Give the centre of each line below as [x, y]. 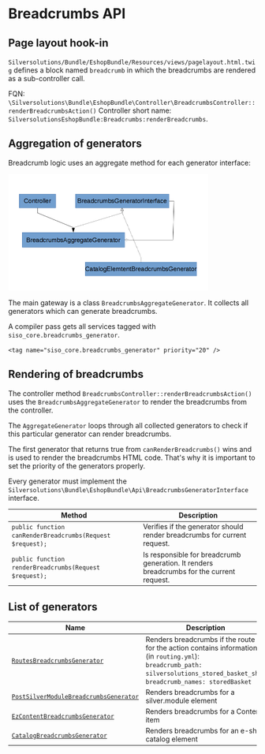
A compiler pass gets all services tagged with [82, 326]
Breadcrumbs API [67, 14]
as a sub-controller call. [47, 78]
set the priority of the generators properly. [77, 465]
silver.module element [181, 700]
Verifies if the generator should [193, 527]
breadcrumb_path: [174, 665]
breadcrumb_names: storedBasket [199, 682]
